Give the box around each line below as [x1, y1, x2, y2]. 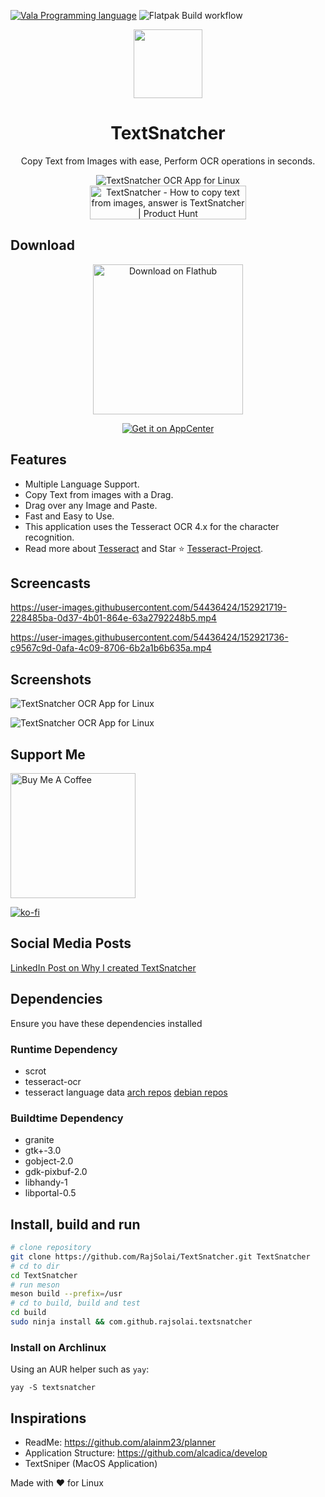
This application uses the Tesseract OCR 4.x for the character [24, 520, 280, 532]
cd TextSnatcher [10, 1270, 78, 1280]
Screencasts [10, 575, 92, 592]
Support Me [10, 746, 86, 763]
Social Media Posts [10, 935, 132, 952]
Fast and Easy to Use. [24, 510, 115, 522]
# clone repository [10, 1243, 92, 1253]
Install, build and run [10, 1216, 141, 1233]
